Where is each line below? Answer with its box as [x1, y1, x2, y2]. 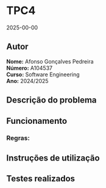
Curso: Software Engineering [6, 71, 80, 78]
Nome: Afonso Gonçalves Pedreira [6, 57, 94, 65]
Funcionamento [6, 115, 68, 126]
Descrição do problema [6, 95, 97, 106]
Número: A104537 [6, 64, 53, 71]
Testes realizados [6, 173, 75, 184]
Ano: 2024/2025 [6, 77, 49, 84]
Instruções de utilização [6, 153, 100, 163]
